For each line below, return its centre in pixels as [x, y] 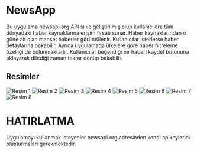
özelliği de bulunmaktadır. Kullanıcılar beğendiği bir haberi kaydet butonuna [98, 51]
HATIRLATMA [41, 121]
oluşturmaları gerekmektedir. [41, 144]
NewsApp [31, 10]
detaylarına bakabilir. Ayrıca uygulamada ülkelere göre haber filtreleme [92, 45]
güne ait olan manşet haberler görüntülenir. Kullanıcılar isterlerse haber [93, 39]
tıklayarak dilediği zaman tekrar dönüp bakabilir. [64, 58]
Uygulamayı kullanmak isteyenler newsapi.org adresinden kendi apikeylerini [98, 137]
